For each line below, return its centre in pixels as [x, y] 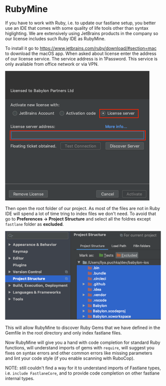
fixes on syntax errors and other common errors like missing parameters [79, 353]
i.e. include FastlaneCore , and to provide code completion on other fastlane [82, 373]
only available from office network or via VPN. [52, 64]
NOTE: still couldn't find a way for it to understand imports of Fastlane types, [83, 368]
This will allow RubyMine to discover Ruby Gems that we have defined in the [83, 328]
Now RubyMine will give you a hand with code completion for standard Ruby [83, 342]
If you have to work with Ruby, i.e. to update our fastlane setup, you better [81, 23]
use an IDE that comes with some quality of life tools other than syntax [77, 28]
